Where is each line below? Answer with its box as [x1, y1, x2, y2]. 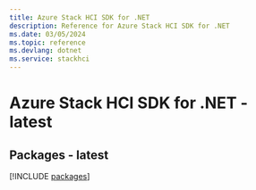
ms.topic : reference [9, 37, 87, 47]
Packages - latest [9, 147, 109, 162]
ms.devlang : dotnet [9, 46, 82, 55]
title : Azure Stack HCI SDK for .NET [9, 12, 150, 22]
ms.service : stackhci [9, 54, 90, 63]
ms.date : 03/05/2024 [9, 29, 87, 38]
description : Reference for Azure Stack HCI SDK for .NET [9, 21, 230, 30]
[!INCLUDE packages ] [9, 171, 90, 181]
